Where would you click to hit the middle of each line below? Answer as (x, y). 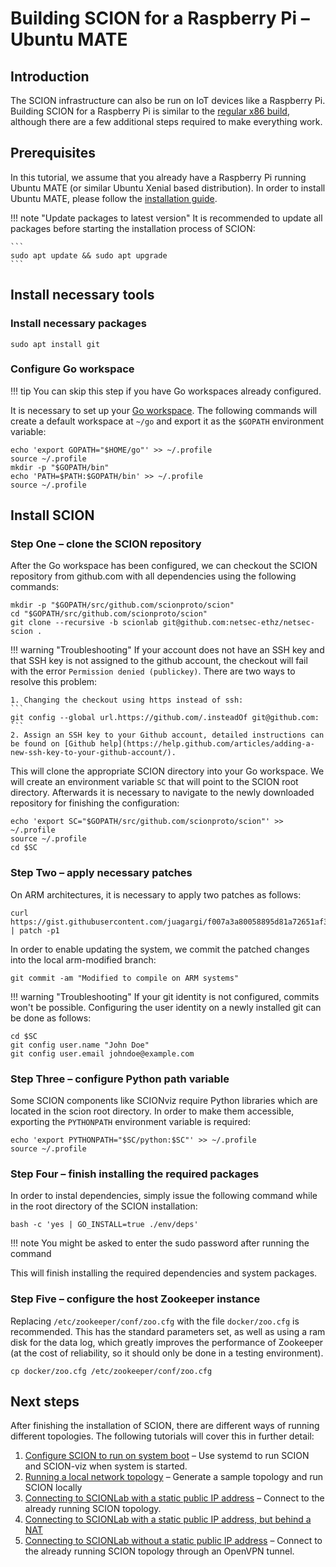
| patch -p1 (35, 930)
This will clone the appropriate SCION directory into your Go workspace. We (167, 771)
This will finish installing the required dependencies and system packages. (164, 1273)
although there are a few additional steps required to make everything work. (166, 121)
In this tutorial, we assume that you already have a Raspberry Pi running (158, 177)
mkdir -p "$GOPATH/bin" (60, 467)
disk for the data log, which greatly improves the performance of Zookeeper (167, 1342)
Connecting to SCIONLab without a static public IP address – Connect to (173, 1541)
